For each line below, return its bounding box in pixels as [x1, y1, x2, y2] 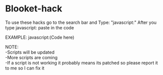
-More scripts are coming [5, 54, 58, 60]
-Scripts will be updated [5, 49, 55, 55]
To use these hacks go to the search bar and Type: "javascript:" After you [5, 19, 156, 25]
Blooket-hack [5, 3, 62, 14]
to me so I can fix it [5, 65, 44, 71]
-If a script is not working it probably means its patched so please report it [5, 60, 158, 66]
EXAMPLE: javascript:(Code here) [5, 34, 74, 40]
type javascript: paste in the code [5, 24, 74, 30]
